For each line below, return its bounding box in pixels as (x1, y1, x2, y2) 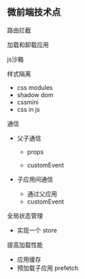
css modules (16, 83, 53, 91)
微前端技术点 (7, 6, 61, 19)
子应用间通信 (16, 175, 53, 183)
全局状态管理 (7, 211, 43, 219)
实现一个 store (16, 226, 58, 234)
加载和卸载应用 (7, 40, 49, 49)
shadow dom (16, 90, 54, 99)
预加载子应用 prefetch (16, 263, 79, 272)
